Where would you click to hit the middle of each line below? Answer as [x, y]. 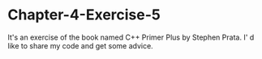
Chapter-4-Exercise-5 [84, 15]
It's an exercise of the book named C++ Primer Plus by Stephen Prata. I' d [131, 37]
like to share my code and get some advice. [80, 45]
